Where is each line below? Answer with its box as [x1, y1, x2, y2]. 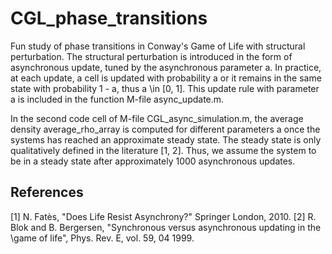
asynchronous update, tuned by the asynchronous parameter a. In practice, [10, 61, 322, 73]
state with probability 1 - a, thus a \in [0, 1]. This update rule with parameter [10, 82, 320, 94]
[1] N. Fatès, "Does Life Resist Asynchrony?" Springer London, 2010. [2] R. [10, 210, 317, 222]
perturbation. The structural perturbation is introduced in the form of [10, 50, 293, 62]
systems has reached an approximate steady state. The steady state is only [10, 133, 322, 146]
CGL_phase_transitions [10, 7, 208, 30]
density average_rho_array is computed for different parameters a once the [10, 123, 321, 135]
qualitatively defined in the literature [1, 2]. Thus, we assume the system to [10, 144, 317, 156]
